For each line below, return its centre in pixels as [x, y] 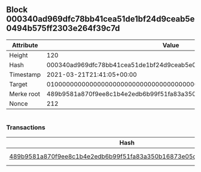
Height [19, 55]
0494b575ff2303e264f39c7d [63, 28]
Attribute [25, 45]
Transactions [26, 127]
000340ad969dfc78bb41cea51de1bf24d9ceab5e [100, 19]
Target [19, 84]
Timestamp [25, 74]
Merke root [25, 93]
